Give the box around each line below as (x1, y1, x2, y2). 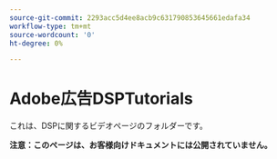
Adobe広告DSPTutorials (9, 88, 193, 109)
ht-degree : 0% (9, 38, 64, 48)
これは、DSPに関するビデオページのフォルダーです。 (9, 120, 208, 132)
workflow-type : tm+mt (9, 22, 92, 31)
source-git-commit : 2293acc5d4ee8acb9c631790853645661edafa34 (9, 13, 251, 23)
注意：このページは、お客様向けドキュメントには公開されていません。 (9, 140, 272, 151)
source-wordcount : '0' (9, 30, 96, 39)
